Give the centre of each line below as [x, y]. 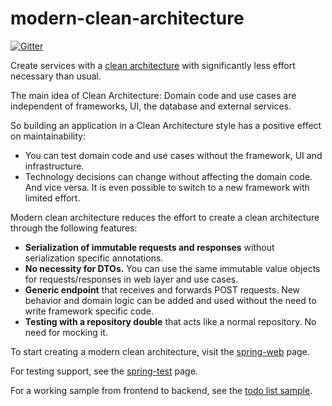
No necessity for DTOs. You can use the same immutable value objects [172, 268]
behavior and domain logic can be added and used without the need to [170, 300]
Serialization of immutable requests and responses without [149, 247]
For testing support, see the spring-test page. [104, 371]
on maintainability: [48, 136]
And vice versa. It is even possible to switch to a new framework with [167, 187]
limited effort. [52, 198]
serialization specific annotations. [94, 258]
